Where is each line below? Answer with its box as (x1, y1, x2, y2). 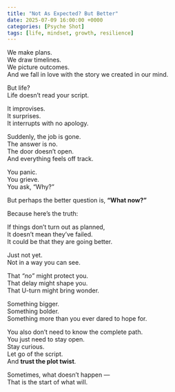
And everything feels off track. (7, 155, 94, 163)
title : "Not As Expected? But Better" (7, 10, 119, 17)
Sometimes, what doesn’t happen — (7, 371, 110, 379)
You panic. (7, 168, 38, 176)
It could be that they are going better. (7, 238, 113, 246)
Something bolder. (7, 307, 60, 315)
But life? (7, 84, 30, 92)
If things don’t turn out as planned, (7, 223, 105, 232)
